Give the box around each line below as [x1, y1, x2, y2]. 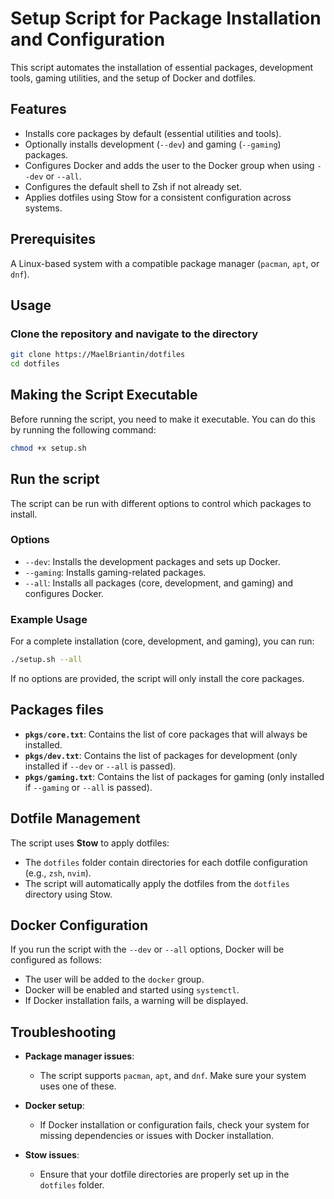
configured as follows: [10, 954, 102, 966]
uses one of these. [39, 1080, 117, 1092]
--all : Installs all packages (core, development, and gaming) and [24, 577, 294, 589]
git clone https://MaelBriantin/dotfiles [10, 350, 186, 360]
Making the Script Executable [10, 387, 198, 404]
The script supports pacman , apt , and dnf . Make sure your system [39, 1070, 307, 1082]
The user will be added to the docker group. [24, 973, 205, 986]
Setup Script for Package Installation [10, 7, 322, 30]
